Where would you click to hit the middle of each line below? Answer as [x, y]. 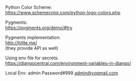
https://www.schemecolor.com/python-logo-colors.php [63, 13]
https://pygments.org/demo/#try [39, 28]
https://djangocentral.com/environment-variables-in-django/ [68, 63]
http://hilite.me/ [21, 43]
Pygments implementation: [33, 37]
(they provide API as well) [32, 48]
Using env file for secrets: [32, 58]
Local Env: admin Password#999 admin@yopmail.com [62, 73]
